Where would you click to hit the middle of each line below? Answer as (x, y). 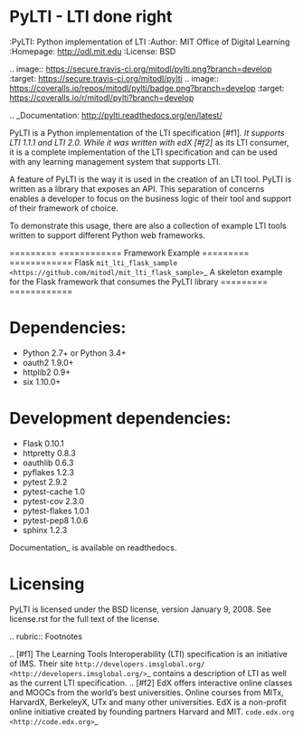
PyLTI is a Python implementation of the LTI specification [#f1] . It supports (147, 132)
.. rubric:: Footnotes (46, 636)
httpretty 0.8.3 (49, 453)
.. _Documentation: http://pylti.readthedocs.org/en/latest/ (116, 115)
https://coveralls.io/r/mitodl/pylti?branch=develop (102, 98)
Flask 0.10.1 (43, 443)
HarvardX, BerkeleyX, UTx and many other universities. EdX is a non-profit (148, 702)
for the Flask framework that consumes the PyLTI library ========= (139, 282)
